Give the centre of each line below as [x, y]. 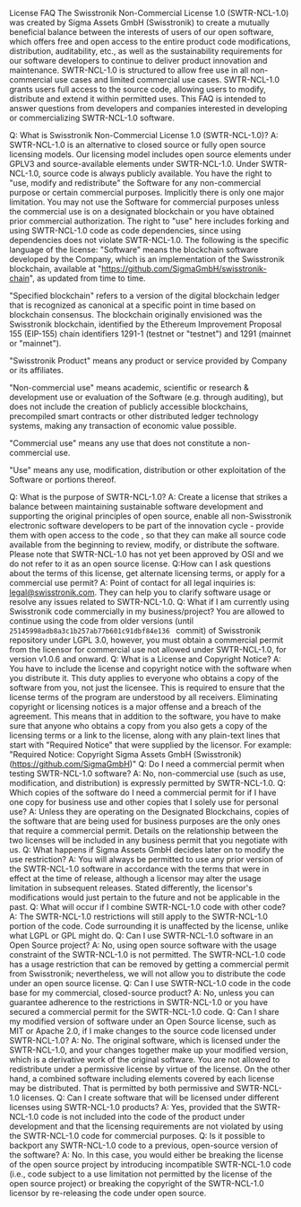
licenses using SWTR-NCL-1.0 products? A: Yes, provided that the [131, 1107]
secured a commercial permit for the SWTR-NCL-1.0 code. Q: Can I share [144, 1012]
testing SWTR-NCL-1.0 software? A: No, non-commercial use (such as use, [148, 774]
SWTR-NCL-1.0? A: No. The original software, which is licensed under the [145, 1041]
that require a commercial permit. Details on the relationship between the [144, 831]
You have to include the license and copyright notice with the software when [150, 669]
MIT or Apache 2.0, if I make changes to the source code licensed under [143, 1031]
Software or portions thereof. [63, 480]
